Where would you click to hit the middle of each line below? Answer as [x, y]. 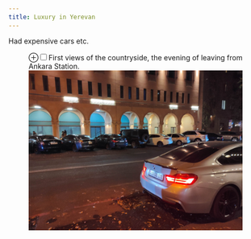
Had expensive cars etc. [48, 41]
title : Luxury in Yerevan [52, 17]
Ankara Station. [54, 66]
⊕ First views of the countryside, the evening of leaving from [136, 57]
